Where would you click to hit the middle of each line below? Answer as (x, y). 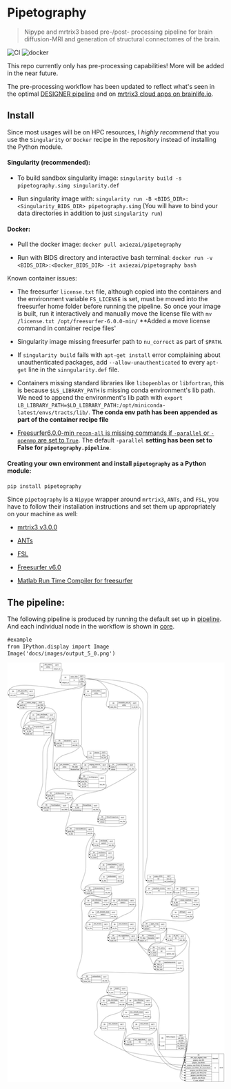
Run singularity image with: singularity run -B (84, 199)
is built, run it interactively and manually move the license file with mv (114, 314)
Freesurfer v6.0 (39, 567)
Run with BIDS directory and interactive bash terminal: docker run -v (115, 258)
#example (20, 640)
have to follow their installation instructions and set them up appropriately (111, 507)
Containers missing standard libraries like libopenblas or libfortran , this (120, 383)
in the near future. (33, 73)
